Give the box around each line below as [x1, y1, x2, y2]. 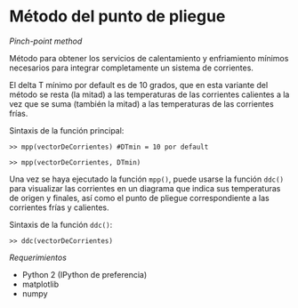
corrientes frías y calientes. [9, 202, 109, 213]
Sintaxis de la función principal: [9, 125, 125, 135]
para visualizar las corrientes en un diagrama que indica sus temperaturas [9, 182, 281, 193]
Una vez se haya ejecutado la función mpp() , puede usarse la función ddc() [9, 174, 285, 184]
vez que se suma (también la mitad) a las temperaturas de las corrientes [9, 98, 274, 109]
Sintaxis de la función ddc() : [9, 219, 113, 230]
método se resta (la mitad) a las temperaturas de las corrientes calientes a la [9, 89, 290, 100]
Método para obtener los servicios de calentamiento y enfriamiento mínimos [9, 53, 289, 63]
